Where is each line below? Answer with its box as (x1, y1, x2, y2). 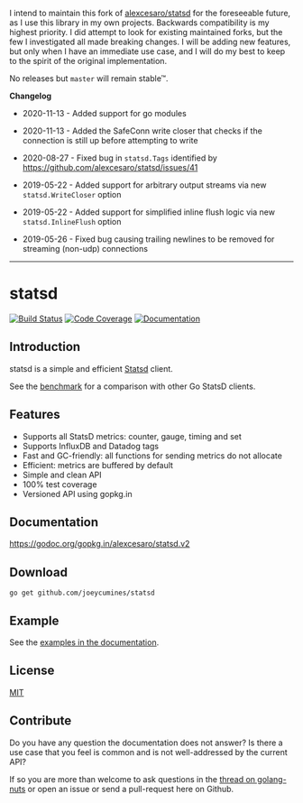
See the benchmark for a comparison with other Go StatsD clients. (9, 381, 256, 392)
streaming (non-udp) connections (22, 244, 149, 254)
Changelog (9, 90, 52, 101)
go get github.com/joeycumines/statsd (9, 588, 155, 598)
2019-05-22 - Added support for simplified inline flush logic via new (22, 207, 275, 217)
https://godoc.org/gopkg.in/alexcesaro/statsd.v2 (9, 539, 190, 549)
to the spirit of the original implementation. (9, 56, 168, 66)
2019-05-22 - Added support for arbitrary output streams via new (22, 180, 267, 190)
